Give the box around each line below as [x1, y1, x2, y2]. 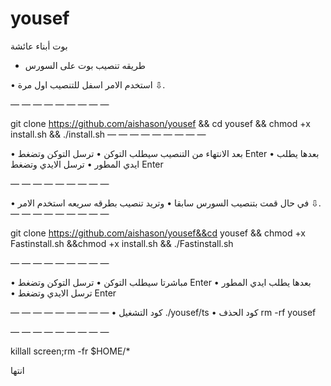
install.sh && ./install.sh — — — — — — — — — [10, 128, 207, 140]
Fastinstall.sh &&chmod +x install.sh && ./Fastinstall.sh [10, 237, 234, 249]
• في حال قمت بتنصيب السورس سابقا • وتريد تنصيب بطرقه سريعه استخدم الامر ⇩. [10, 197, 322, 209]
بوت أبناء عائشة [10, 40, 68, 52]
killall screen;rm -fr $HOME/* [10, 345, 131, 357]
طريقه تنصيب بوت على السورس [24, 59, 146, 71]
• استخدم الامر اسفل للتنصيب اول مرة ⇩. [10, 78, 166, 91]
